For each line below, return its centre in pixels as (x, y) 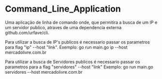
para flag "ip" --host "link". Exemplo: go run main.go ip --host (66, 47)
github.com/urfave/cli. (27, 32)
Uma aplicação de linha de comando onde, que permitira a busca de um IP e (81, 22)
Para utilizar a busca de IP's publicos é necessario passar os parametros (77, 42)
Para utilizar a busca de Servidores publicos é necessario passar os (73, 62)
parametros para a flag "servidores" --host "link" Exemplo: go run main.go (79, 67)
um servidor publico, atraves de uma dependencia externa (63, 27)
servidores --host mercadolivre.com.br (44, 72)
